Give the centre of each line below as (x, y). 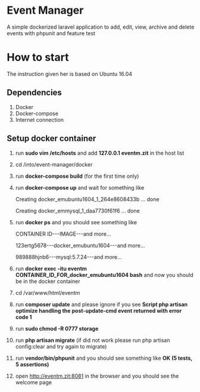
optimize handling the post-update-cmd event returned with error (99, 310)
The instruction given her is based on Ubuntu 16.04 (70, 74)
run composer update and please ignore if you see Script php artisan (101, 304)
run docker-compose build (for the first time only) (77, 176)
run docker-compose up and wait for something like (80, 187)
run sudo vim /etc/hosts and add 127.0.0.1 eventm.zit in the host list (100, 153)
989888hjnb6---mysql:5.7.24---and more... (68, 257)
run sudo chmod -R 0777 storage (57, 328)
